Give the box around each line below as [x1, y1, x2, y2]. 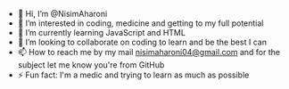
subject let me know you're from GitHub [17, 60, 165, 70]
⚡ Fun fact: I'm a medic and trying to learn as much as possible [17, 69, 250, 80]
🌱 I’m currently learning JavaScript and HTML [17, 28, 186, 37]
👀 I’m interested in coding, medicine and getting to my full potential [17, 18, 264, 28]
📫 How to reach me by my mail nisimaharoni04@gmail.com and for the [17, 47, 281, 57]
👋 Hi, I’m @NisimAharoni [17, 9, 108, 19]
